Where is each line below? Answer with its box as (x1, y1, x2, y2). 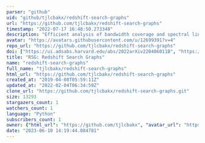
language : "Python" (6, 111, 56, 117)
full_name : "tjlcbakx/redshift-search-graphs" (6, 65, 127, 72)
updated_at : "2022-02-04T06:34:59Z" (6, 83, 99, 89)
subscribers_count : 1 (6, 116, 62, 122)
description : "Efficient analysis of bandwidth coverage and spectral (6, 32, 190, 38)
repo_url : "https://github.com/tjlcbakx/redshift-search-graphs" (6, 43, 176, 49)
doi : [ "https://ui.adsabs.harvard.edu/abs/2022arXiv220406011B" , (6, 49, 176, 55)
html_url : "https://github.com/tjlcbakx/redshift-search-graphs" (6, 71, 176, 77)
